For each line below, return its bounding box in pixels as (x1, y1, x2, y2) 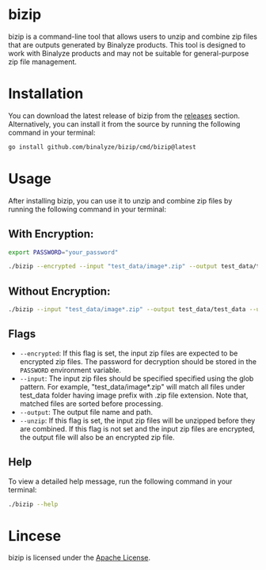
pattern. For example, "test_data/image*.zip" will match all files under (19, 382, 245, 391)
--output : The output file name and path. (19, 407, 153, 416)
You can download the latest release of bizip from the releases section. (8, 111, 240, 120)
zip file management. (8, 57, 78, 66)
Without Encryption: (8, 284, 111, 298)
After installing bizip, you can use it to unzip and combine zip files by (8, 196, 233, 205)
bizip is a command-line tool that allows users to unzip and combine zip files (8, 32, 257, 41)
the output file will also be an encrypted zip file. (19, 432, 175, 442)
